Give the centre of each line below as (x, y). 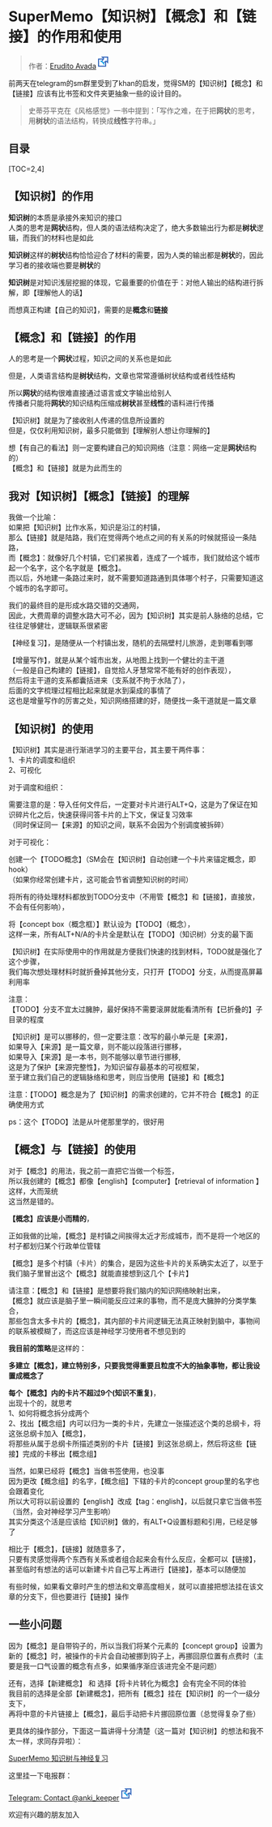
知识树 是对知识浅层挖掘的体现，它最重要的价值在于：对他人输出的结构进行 (132, 282)
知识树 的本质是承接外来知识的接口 (65, 217)
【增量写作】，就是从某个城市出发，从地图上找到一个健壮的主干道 (117, 660)
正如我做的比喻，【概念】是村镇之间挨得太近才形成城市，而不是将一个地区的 (134, 1235)
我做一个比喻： (33, 517)
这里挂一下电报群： (40, 1775)
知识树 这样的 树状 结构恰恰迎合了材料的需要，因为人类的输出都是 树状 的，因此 (136, 255)
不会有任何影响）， (38, 907)
